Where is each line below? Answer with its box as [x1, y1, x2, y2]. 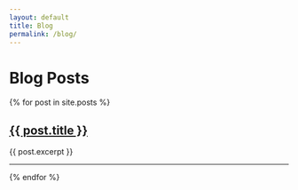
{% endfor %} [9, 172, 60, 183]
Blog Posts [9, 67, 90, 88]
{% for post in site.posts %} [9, 97, 111, 107]
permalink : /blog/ [9, 29, 77, 38]
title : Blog [9, 21, 53, 30]
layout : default [9, 12, 69, 22]
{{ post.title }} [9, 123, 89, 138]
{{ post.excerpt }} [9, 146, 74, 157]
